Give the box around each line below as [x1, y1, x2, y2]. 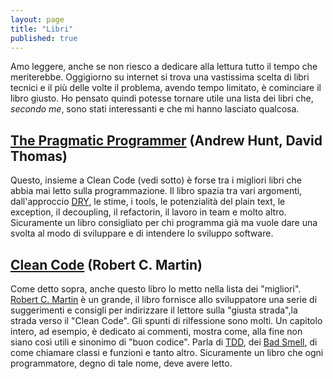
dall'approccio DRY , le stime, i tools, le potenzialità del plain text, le [10, 196, 286, 208]
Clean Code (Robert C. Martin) [10, 256, 203, 273]
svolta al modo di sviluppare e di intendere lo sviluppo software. [10, 227, 274, 240]
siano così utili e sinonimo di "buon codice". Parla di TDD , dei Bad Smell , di [10, 336, 318, 348]
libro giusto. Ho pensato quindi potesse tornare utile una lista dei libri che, [10, 92, 314, 105]
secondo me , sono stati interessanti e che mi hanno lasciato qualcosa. [10, 103, 300, 115]
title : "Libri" [10, 24, 74, 34]
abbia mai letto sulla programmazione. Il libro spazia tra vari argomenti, [10, 185, 303, 197]
